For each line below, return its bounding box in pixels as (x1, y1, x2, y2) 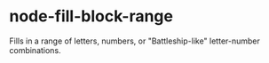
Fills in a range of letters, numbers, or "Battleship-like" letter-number (9, 35, 260, 46)
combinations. (9, 44, 61, 55)
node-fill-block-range (9, 6, 173, 27)
